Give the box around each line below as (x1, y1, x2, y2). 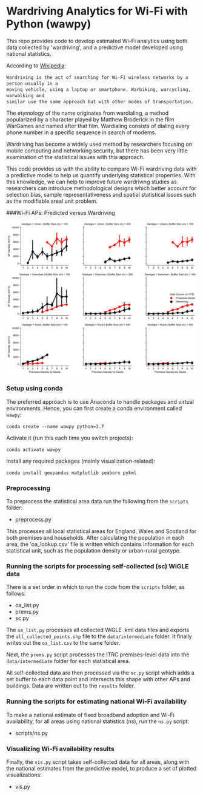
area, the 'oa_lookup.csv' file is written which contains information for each (6, 540, 195, 548)
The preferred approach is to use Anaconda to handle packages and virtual (6, 398, 194, 405)
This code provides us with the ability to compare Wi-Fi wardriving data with (6, 165, 197, 172)
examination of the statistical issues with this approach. (6, 153, 145, 160)
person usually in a (6, 80, 59, 86)
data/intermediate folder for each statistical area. (6, 658, 130, 665)
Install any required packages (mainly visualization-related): (6, 457, 156, 464)
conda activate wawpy (6, 446, 61, 453)
